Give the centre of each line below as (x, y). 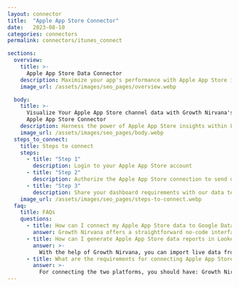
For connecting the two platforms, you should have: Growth (130, 272)
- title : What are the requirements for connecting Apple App (120, 259)
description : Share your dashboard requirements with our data (128, 192)
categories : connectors (43, 34)
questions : (36, 219)
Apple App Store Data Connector (74, 73)
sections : (22, 54)
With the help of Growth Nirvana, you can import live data (130, 252)
